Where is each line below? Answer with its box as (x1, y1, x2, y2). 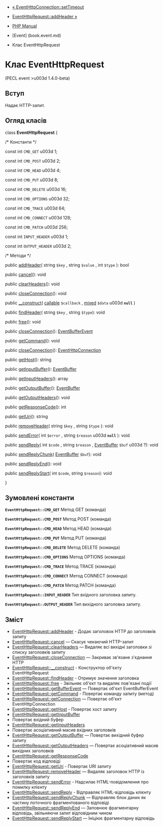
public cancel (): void (5, 271, 46, 277)
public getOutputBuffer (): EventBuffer (5, 385, 80, 391)
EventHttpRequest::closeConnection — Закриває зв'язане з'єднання (12, 655, 152, 660)
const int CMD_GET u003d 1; (5, 148, 57, 154)
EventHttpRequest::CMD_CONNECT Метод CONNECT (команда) (5, 573, 128, 579)
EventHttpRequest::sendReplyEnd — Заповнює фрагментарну (12, 805, 139, 811)
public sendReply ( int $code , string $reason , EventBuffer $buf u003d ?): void (5, 442, 159, 447)
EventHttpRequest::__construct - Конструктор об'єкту (12, 665, 122, 671)
